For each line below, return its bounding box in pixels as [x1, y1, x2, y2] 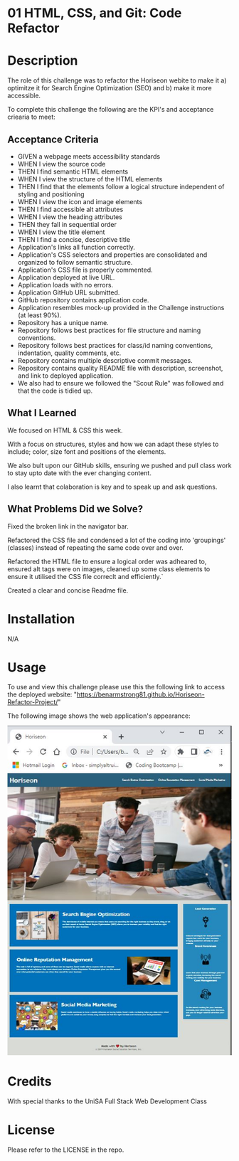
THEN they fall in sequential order [17, 220, 117, 228]
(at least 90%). [17, 311, 62, 319]
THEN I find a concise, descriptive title [17, 235, 130, 243]
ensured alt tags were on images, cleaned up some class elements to [7, 564, 211, 573]
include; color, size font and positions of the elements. [7, 447, 166, 456]
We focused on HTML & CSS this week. [7, 425, 123, 435]
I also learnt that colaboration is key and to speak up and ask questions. [7, 482, 218, 491]
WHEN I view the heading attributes [17, 212, 122, 221]
